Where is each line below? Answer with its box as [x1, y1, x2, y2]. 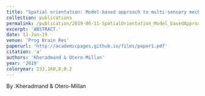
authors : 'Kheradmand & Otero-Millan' [6, 54, 105, 61]
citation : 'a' [6, 49, 43, 55]
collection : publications [6, 15, 72, 21]
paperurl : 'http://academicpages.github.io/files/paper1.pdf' [6, 43, 168, 50]
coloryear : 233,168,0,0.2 [6, 65, 72, 72]
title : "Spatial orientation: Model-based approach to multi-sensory [6, 9, 187, 15]
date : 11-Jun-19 [6, 32, 48, 38]
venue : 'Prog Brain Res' [6, 37, 70, 43]
